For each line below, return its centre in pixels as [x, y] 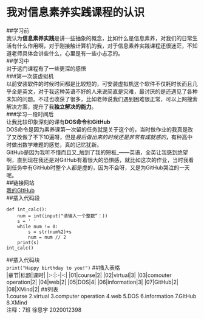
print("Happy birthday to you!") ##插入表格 [63, 267]
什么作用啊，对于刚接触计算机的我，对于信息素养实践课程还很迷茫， [102, 46]
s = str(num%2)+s [50, 232]
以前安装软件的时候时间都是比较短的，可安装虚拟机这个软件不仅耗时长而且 [99, 83]
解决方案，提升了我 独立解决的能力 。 [52, 107]
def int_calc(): [27, 209]
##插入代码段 [23, 198]
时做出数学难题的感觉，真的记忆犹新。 [54, 144]
